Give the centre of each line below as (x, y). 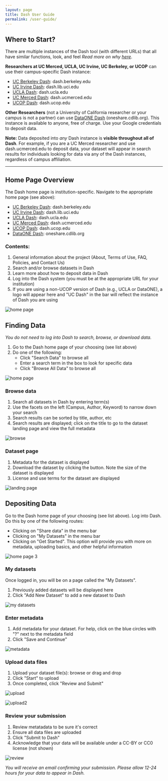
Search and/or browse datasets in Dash (53, 268)
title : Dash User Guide (30, 15)
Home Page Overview (39, 180)
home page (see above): (30, 197)
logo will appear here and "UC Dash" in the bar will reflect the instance (85, 295)
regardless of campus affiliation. (38, 159)
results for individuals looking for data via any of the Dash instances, (76, 154)
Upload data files (26, 662)
